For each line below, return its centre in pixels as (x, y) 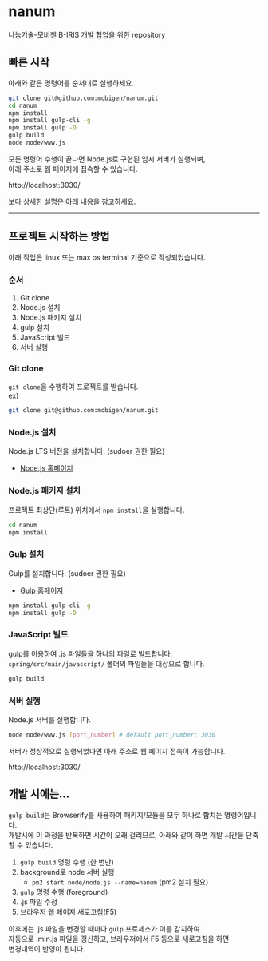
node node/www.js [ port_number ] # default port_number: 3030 (112, 735)
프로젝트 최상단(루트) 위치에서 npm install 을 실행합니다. (97, 510)
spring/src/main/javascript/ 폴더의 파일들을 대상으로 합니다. (106, 663)
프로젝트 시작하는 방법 (59, 237)
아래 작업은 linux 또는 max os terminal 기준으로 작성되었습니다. (107, 257)
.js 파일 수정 (39, 902)
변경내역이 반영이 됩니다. (47, 948)
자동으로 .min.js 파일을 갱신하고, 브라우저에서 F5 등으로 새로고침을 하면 (119, 939)
